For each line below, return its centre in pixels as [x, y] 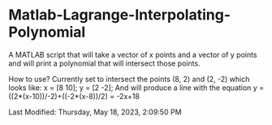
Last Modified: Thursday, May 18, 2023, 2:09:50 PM [95, 112]
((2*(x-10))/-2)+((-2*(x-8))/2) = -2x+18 [74, 96]
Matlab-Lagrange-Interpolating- [120, 15]
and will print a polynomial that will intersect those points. [104, 63]
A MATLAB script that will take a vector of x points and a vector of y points [133, 54]
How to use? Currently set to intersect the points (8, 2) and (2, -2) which [129, 79]
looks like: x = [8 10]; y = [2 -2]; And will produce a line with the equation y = [136, 88]
